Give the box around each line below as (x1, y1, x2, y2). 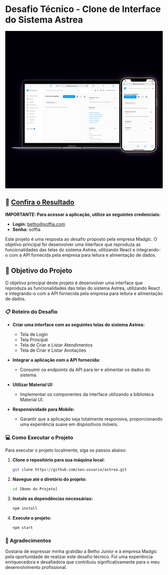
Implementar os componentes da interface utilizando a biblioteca (19, 391, 154, 397)
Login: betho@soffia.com (12, 221, 65, 227)
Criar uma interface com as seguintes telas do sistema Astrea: (12, 321, 145, 328)
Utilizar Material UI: (12, 381, 53, 388)
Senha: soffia (12, 226, 41, 232)
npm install (12, 506, 37, 511)
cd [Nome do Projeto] (12, 487, 57, 492)
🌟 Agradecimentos (5, 537, 51, 544)
